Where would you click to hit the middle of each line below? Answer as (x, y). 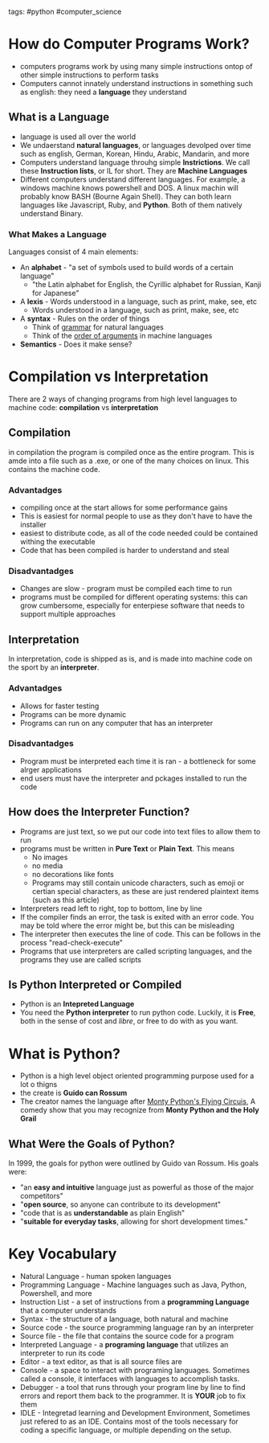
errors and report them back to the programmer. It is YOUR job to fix (133, 1396)
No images (50, 857)
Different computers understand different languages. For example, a (132, 179)
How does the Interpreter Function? (99, 812)
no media (47, 865)
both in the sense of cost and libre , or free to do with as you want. (129, 1021)
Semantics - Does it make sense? (76, 344)
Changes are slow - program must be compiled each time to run (126, 588)
